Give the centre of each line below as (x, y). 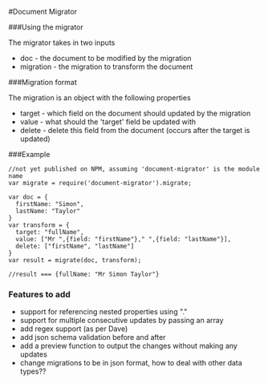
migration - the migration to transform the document (106, 67)
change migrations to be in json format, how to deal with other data (131, 363)
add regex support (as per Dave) (74, 329)
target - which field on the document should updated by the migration (135, 113)
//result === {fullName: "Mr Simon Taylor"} (84, 274)
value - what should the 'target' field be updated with (108, 122)
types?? (33, 371)
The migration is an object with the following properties (99, 98)
